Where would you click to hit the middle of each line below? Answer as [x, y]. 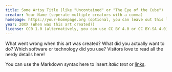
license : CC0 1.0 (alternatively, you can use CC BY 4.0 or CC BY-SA [81, 29]
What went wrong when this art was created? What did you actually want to [85, 43]
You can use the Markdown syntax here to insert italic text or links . [76, 64]
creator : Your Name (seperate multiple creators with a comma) [74, 15]
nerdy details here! [25, 55]
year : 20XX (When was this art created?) [50, 24]
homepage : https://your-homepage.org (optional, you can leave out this [84, 19]
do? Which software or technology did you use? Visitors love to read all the [84, 49]
